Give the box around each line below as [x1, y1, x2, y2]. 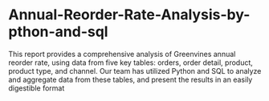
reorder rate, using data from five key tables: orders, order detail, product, [8, 58, 253, 67]
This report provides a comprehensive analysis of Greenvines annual [8, 49, 236, 59]
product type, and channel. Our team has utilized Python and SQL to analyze [8, 66, 262, 75]
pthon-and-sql [8, 22, 108, 41]
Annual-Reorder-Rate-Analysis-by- [8, 6, 251, 24]
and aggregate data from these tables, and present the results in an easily [8, 75, 253, 84]
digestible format [8, 83, 65, 93]
